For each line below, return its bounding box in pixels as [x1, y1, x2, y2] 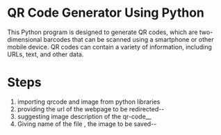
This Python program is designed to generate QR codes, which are [7, 28, 198, 36]
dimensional [7, 35, 42, 43]
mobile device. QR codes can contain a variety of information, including [7, 42, 212, 51]
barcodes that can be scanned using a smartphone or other [43, 35, 214, 43]
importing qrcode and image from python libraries [17, 97, 161, 106]
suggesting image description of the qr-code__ [17, 112, 152, 120]
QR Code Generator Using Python [7, 5, 205, 21]
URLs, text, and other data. [7, 50, 84, 58]
